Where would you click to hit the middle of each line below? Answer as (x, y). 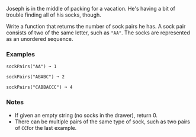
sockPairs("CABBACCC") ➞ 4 (39, 87)
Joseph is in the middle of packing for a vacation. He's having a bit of (91, 9)
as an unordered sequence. (40, 39)
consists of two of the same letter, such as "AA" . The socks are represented (98, 33)
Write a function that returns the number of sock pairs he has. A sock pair (96, 26)
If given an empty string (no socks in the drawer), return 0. (86, 115)
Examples (21, 54)
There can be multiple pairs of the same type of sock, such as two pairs (102, 122)
